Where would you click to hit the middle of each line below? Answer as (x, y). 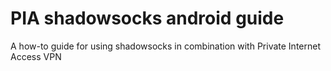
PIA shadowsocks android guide (147, 18)
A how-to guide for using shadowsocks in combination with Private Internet (165, 46)
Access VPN (36, 56)
